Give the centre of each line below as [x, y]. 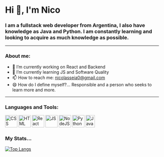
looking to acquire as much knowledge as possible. [67, 38]
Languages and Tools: [32, 107]
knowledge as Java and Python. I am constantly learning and [79, 31]
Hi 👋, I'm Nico [33, 10]
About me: [18, 56]
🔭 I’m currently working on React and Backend [59, 67]
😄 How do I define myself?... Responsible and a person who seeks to [82, 84]
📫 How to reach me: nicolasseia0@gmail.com [59, 78]
